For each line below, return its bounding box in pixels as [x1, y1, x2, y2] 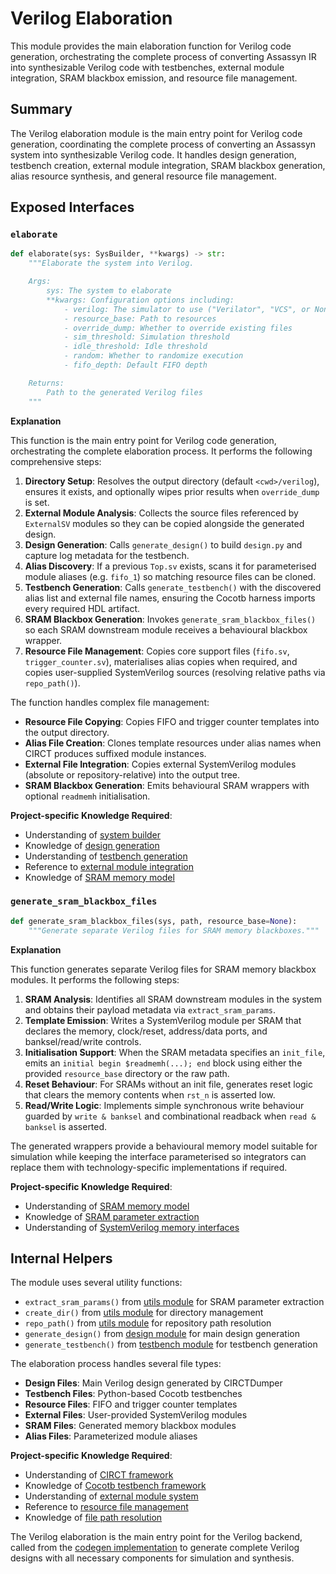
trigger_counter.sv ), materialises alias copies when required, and [24, 655, 298, 667]
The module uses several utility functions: [10, 1277, 183, 1289]
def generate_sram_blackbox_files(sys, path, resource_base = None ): [10, 916, 298, 926]
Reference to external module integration [24, 860, 194, 872]
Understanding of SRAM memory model [24, 1200, 190, 1212]
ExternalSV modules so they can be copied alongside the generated [24, 517, 305, 529]
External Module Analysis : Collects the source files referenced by [24, 507, 299, 519]
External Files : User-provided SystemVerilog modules [24, 1409, 248, 1421]
